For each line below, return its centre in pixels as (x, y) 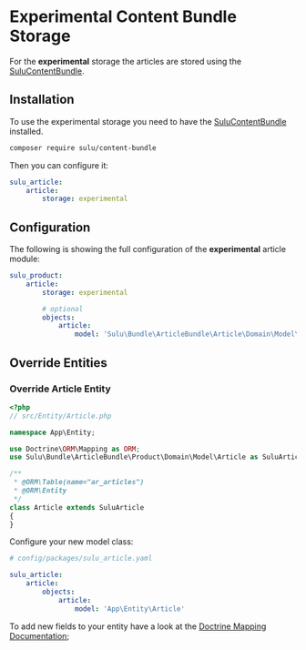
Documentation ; (40, 635)
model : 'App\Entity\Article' (129, 609)
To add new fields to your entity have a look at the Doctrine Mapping (138, 626)
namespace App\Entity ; (52, 432)
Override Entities (58, 363)
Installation (42, 100)
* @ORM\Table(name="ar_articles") (79, 482)
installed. (26, 131)
